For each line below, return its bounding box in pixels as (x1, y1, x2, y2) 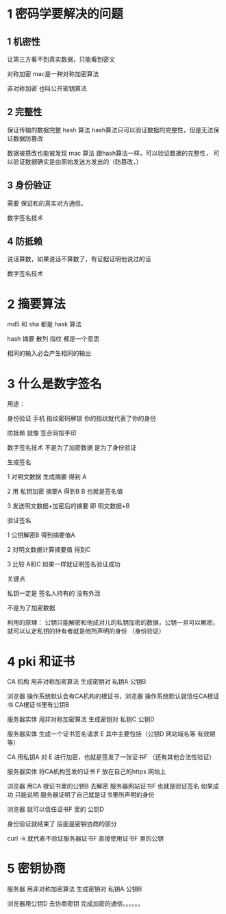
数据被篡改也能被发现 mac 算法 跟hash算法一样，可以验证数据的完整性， (7, 149, 212, 157)
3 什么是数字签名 (7, 376, 102, 392)
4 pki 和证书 (7, 653, 75, 669)
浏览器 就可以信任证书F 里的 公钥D (7, 805, 105, 813)
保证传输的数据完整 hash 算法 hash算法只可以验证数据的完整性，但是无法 (7, 125, 214, 134)
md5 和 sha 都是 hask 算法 (7, 320, 82, 328)
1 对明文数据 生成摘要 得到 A (7, 472, 87, 481)
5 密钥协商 (7, 861, 66, 876)
